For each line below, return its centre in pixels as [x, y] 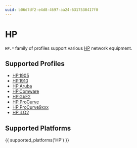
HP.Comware [26, 91]
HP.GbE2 [22, 97]
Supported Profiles [35, 63]
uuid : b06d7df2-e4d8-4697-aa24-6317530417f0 [52, 10]
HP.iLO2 [21, 113]
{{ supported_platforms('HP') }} [37, 140]
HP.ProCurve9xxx [30, 107]
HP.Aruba [22, 86]
